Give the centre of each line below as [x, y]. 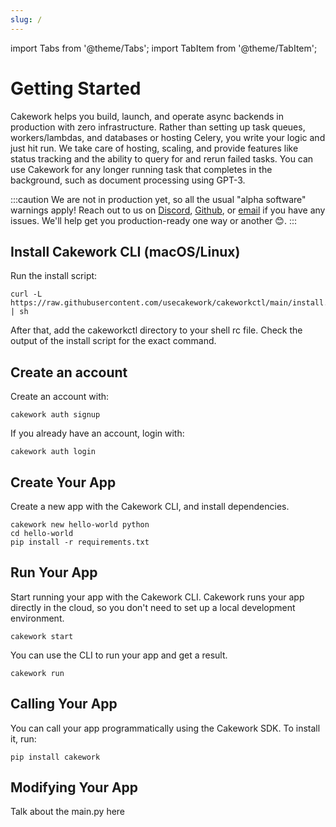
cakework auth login [53, 452]
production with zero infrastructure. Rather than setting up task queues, [158, 127]
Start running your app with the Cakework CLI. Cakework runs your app [157, 597]
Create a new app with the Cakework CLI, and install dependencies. [150, 506]
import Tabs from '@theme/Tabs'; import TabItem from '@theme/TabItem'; [164, 48]
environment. [37, 618]
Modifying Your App [74, 787]
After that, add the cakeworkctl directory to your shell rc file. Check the [156, 330]
